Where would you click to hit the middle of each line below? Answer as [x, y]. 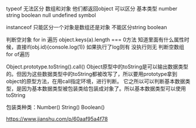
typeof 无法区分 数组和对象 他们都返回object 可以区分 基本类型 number [92, 8]
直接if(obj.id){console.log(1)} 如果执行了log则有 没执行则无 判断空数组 [100, 47]
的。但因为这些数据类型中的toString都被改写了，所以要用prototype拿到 [92, 74]
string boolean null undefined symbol [51, 15]
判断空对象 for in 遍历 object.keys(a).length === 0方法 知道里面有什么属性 [95, 39]
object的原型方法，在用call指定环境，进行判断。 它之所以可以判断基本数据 [96, 81]
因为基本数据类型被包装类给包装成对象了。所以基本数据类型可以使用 [104, 89]
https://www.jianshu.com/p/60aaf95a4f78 [57, 119]
